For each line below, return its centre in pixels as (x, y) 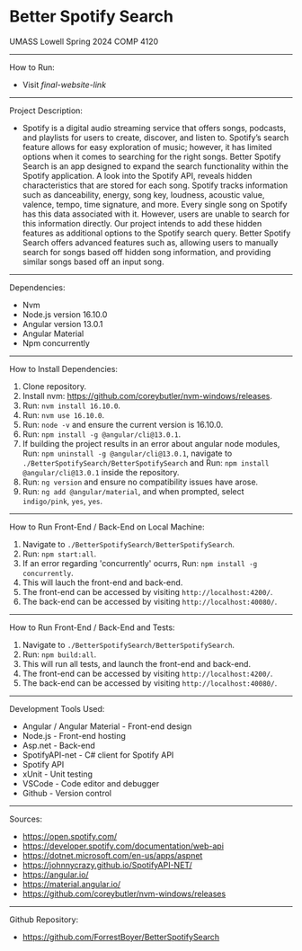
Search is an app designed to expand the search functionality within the (155, 166)
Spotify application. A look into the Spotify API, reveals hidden (137, 175)
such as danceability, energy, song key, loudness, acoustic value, (143, 194)
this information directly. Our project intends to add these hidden (142, 223)
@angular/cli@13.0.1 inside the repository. (101, 472)
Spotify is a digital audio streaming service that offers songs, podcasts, (154, 128)
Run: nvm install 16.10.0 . (71, 405)
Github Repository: (44, 920)
